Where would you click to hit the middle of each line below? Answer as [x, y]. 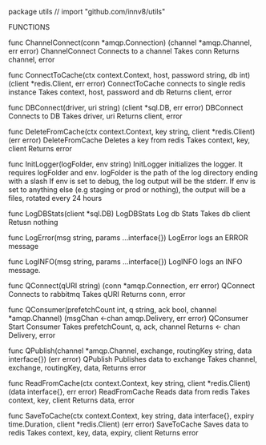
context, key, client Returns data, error [71, 400]
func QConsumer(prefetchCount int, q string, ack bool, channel [113, 310]
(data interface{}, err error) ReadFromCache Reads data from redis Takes [129, 392]
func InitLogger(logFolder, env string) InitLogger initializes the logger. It [125, 164]
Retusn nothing [33, 222]
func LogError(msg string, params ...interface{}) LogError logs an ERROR [128, 238]
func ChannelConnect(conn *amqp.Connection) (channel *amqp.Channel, [130, 42]
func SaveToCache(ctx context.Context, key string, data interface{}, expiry [131, 416]
